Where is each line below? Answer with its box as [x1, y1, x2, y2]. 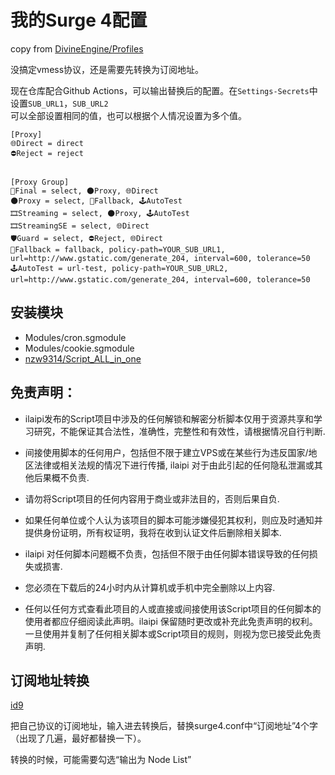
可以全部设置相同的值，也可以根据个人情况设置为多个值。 [10, 109, 247, 121]
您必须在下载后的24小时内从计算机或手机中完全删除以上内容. [24, 581, 276, 593]
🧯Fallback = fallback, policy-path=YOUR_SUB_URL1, [10, 244, 226, 255]
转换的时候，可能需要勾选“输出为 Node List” [10, 754, 192, 766]
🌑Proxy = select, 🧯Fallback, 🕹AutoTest [10, 196, 183, 206]
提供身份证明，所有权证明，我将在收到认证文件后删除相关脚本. [24, 526, 282, 538]
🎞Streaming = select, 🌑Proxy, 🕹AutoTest [10, 208, 190, 218]
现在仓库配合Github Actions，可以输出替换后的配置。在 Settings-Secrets [10, 84, 310, 96]
